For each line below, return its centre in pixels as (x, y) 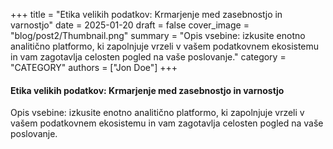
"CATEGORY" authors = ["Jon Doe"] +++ (94, 67)
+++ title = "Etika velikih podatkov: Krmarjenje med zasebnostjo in (146, 14)
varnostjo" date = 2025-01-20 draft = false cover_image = (130, 25)
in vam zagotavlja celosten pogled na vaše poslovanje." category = (148, 57)
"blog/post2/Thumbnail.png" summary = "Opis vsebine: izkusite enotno (158, 35)
